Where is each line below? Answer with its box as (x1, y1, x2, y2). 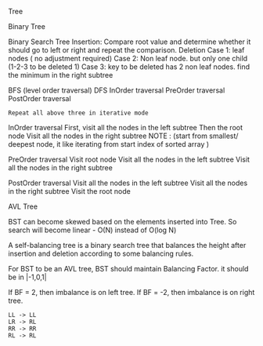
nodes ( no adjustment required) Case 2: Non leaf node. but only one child (8, 54, 248, 63)
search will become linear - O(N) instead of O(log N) (8, 225, 177, 235)
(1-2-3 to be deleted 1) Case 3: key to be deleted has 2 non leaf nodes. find (8, 62, 250, 71)
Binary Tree (8, 22, 45, 31)
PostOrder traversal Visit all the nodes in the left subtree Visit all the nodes (8, 178, 248, 188)
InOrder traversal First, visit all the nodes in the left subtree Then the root (8, 123, 243, 132)
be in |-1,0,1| (8, 272, 47, 282)
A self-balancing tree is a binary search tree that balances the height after (8, 241, 247, 249)
